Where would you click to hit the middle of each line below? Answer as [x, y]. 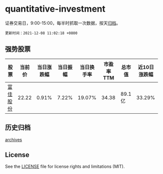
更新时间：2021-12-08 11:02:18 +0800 [41, 33]
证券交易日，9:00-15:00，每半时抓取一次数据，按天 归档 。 [63, 23]
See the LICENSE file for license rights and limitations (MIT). [65, 167]
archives [14, 139]
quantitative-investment [55, 9]
